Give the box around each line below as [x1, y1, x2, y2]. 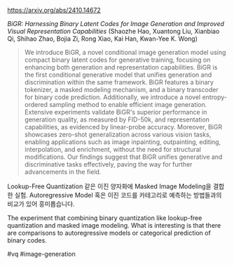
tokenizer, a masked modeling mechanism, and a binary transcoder [24, 86, 219, 93]
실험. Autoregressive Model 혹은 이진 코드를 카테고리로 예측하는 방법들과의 [14, 191, 222, 199]
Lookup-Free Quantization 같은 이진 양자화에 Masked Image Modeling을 [7, 182, 212, 190]
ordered [24, 101, 48, 108]
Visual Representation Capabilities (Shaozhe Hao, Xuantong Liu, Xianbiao [7, 27, 220, 35]
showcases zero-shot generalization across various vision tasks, [24, 130, 212, 138]
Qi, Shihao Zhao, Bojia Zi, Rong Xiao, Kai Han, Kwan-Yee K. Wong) [7, 34, 198, 43]
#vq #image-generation [7, 250, 76, 258]
